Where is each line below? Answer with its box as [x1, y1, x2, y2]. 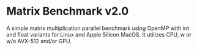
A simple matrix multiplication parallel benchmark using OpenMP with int [6, 24, 190, 32]
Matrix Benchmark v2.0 [6, 4, 129, 18]
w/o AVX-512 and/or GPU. [6, 37, 72, 45]
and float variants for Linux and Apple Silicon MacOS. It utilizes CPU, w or [6, 30, 191, 38]
